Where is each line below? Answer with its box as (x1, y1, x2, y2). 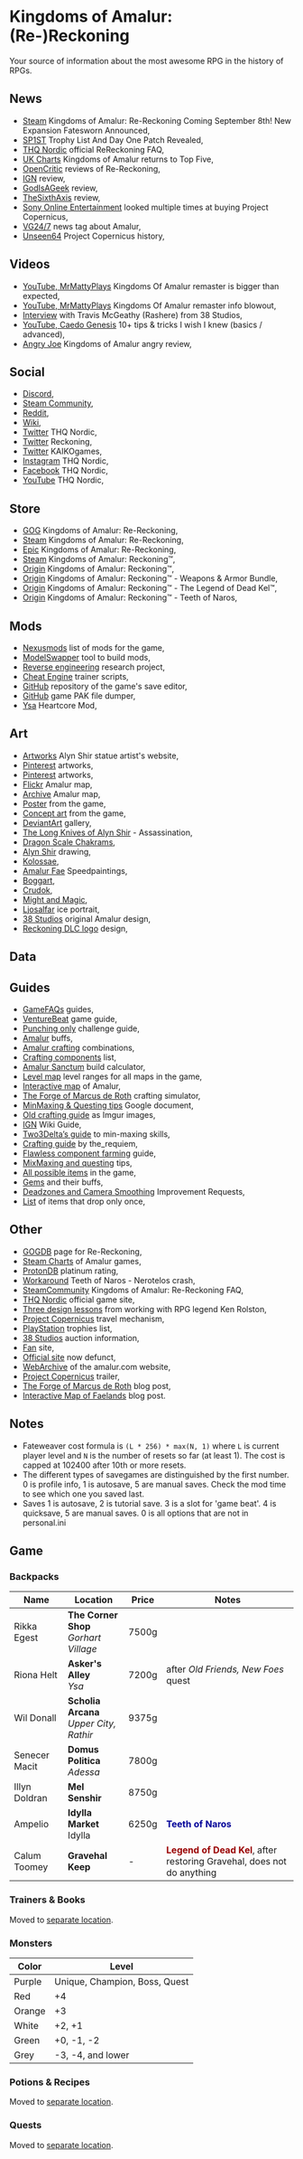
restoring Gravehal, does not (166, 1855, 287, 1868)
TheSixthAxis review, (22, 192, 101, 202)
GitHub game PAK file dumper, (22, 690, 136, 701)
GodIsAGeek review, (22, 183, 98, 193)
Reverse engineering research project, (22, 662, 165, 672)
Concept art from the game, (22, 807, 126, 819)
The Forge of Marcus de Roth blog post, (22, 1380, 171, 1391)
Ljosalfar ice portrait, (22, 904, 100, 915)
